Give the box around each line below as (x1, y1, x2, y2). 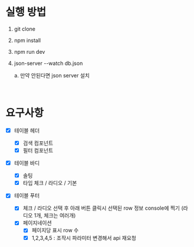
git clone (14, 25, 36, 32)
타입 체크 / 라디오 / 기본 (22, 180, 77, 187)
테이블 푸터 (14, 192, 40, 199)
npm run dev (14, 48, 45, 55)
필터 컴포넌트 (22, 147, 54, 154)
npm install (14, 37, 41, 44)
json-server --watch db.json (14, 60, 83, 67)
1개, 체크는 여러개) (34, 212, 76, 219)
